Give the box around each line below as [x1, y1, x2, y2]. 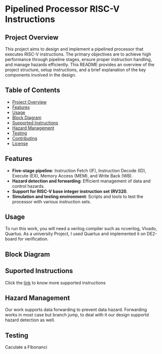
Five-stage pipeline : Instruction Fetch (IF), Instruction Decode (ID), [12, 167, 146, 174]
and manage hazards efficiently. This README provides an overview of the [5, 62, 155, 67]
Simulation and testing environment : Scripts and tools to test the [12, 194, 144, 199]
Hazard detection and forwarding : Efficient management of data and [12, 178, 151, 184]
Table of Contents [5, 86, 61, 95]
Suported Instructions [5, 267, 73, 275]
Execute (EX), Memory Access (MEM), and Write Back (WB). [12, 173, 133, 178]
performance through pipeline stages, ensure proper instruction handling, [5, 57, 152, 62]
